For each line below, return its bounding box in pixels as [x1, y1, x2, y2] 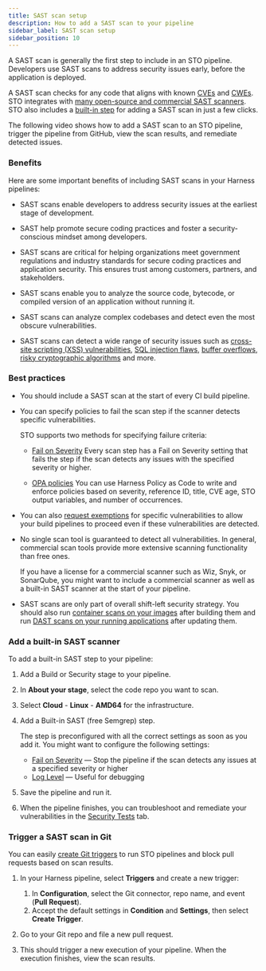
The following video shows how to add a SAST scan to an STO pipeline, [8, 120, 243, 130]
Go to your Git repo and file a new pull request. [19, 930, 174, 939]
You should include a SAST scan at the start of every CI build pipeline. [19, 391, 250, 400]
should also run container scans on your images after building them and [19, 607, 256, 617]
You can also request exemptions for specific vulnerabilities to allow [19, 510, 243, 520]
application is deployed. [8, 73, 87, 82]
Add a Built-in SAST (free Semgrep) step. [19, 716, 155, 725]
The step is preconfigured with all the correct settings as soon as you [19, 731, 248, 741]
